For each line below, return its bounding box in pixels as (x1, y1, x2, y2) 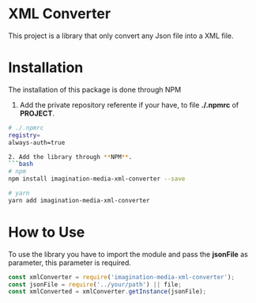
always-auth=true (8, 138, 66, 146)
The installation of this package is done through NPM (8, 85, 182, 94)
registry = (8, 131, 41, 139)
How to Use (8, 223, 85, 241)
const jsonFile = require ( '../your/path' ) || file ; (8, 280, 182, 289)
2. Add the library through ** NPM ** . (8, 153, 133, 161)
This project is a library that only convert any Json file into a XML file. (8, 31, 235, 40)
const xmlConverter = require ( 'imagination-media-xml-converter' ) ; (8, 273, 235, 281)
